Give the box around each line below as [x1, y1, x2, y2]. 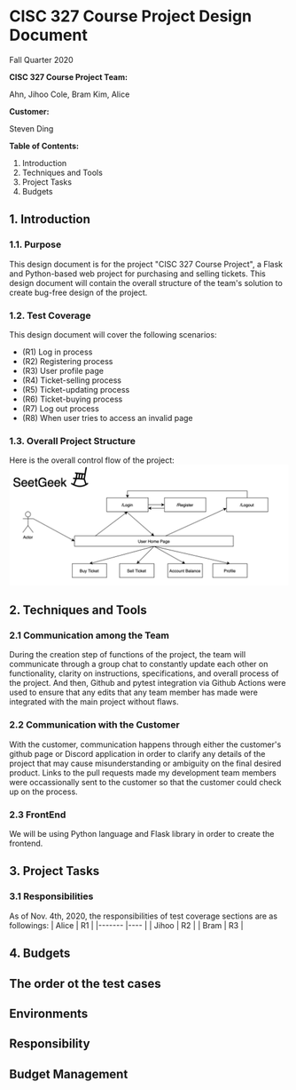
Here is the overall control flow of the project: [9, 455, 175, 465]
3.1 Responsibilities [9, 890, 94, 903]
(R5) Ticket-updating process [21, 384, 130, 394]
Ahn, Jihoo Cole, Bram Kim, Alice [9, 89, 130, 99]
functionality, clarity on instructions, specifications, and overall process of [9, 668, 279, 679]
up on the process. [9, 786, 78, 797]
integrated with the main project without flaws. [9, 696, 179, 707]
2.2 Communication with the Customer [9, 719, 180, 731]
